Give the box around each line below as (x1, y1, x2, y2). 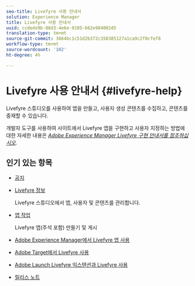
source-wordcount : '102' (6, 47, 67, 53)
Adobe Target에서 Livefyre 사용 (14, 249, 90, 256)
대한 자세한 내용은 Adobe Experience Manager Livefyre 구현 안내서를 (6, 132, 169, 139)
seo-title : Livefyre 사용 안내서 (6, 8, 82, 15)
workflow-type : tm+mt (6, 42, 59, 47)
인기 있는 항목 (6, 157, 53, 167)
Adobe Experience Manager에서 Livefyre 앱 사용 (14, 236, 130, 243)
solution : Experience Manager (6, 14, 80, 20)
